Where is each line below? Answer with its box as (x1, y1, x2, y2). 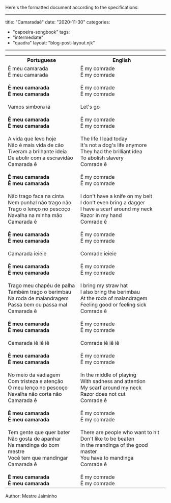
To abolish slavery (80, 154, 124, 161)
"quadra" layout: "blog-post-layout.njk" (12, 40, 95, 45)
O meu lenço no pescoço (8, 384, 68, 391)
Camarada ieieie (8, 250, 47, 257)
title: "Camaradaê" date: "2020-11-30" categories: (5, 19, 110, 25)
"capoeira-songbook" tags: (12, 29, 70, 35)
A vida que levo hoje (8, 135, 56, 142)
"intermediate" (12, 34, 44, 40)
